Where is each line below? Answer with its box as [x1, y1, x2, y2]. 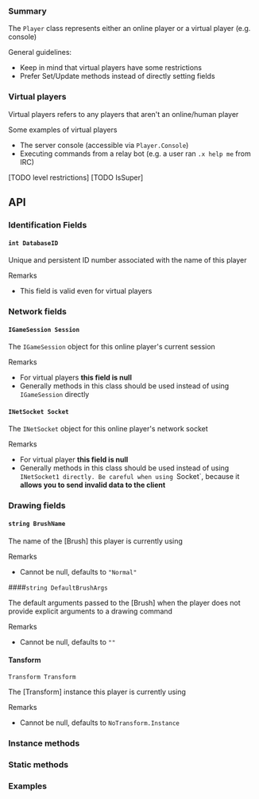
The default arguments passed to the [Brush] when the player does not [8, 598, 241, 607]
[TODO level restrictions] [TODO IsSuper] [8, 173, 144, 182]
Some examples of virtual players [8, 125, 118, 134]
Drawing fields [8, 500, 66, 511]
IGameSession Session [8, 325, 80, 333]
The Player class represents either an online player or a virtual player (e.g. [8, 24, 251, 33]
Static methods [8, 758, 69, 770]
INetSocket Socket [8, 407, 69, 415]
